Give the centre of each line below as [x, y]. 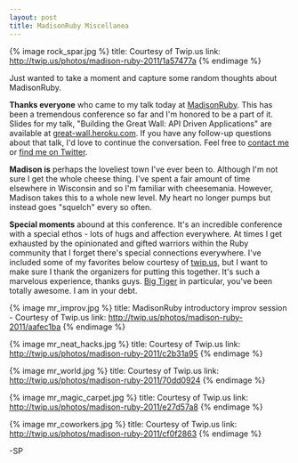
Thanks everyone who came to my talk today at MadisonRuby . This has [141, 104]
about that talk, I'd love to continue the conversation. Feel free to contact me [149, 142]
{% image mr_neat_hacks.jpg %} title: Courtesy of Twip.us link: [125, 344]
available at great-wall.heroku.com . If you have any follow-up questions [141, 133]
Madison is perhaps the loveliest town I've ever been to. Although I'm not [144, 169]
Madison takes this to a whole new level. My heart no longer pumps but [140, 198]
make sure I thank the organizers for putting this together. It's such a [135, 272]
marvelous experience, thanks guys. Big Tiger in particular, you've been [141, 280]
